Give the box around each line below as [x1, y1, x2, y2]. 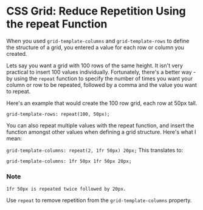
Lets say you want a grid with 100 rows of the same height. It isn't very [6, 62, 184, 69]
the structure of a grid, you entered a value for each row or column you [6, 44, 184, 51]
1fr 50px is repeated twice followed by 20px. [6, 186, 126, 192]
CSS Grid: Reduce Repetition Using [6, 4, 187, 18]
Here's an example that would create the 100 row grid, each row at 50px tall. [6, 99, 198, 107]
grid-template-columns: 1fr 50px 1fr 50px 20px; [6, 158, 132, 164]
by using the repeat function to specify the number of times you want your [6, 75, 193, 82]
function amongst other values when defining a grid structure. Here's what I [6, 128, 196, 135]
